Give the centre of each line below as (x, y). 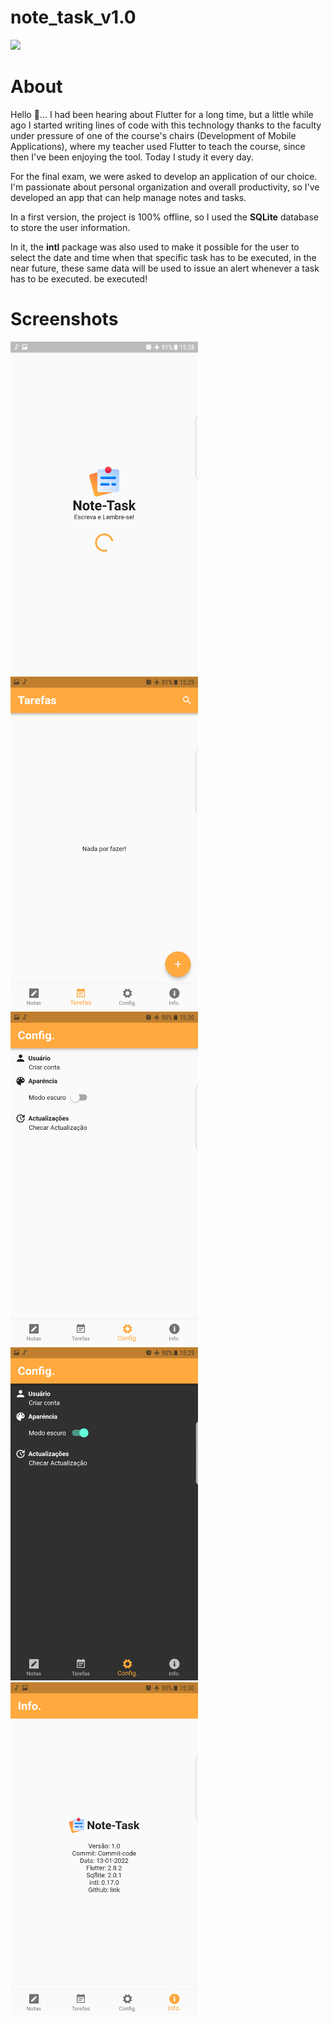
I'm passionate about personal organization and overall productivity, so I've (165, 187)
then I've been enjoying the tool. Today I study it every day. (132, 157)
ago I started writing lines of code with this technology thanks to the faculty (166, 125)
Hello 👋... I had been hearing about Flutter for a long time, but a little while (162, 114)
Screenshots (64, 319)
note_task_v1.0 (73, 17)
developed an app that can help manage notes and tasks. (128, 197)
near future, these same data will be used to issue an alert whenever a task (165, 268)
